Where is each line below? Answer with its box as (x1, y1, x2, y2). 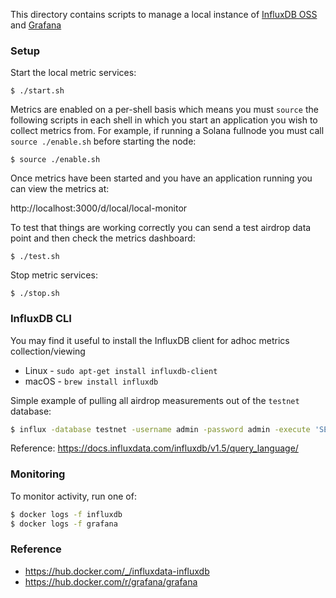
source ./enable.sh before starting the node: (10, 135, 197, 148)
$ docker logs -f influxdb (10, 509, 123, 519)
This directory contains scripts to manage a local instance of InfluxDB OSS (10, 9, 318, 20)
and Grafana (10, 19, 62, 31)
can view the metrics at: (10, 183, 110, 195)
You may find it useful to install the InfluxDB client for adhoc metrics (10, 334, 290, 346)
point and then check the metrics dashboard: (10, 232, 196, 244)
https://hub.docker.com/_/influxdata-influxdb (24, 565, 210, 577)
